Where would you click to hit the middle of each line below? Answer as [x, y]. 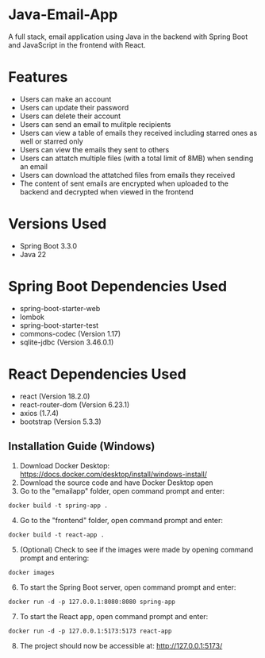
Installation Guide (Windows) [82, 446]
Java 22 [33, 254]
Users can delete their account [70, 116]
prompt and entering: [54, 558]
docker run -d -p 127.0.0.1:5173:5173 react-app [90, 631]
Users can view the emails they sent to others [94, 149]
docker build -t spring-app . [58, 506]
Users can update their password [74, 107]
